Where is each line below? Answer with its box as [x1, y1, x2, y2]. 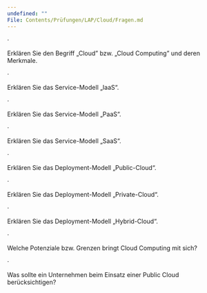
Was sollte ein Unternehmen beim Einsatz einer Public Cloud [7, 270, 179, 278]
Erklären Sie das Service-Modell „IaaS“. [7, 83, 119, 91]
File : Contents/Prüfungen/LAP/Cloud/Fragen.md [7, 17, 144, 23]
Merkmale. [7, 56, 38, 64]
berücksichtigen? [7, 278, 57, 286]
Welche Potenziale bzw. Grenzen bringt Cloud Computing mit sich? [7, 243, 198, 252]
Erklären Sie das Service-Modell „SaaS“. [7, 136, 122, 145]
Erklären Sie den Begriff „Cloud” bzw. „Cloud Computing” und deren [7, 49, 201, 57]
